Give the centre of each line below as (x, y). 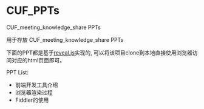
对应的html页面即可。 (38, 60)
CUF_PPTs (33, 11)
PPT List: (18, 72)
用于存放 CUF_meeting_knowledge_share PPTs (65, 39)
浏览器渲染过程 (34, 92)
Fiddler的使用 (32, 100)
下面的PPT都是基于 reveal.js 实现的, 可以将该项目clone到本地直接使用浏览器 (99, 53)
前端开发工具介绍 (36, 85)
